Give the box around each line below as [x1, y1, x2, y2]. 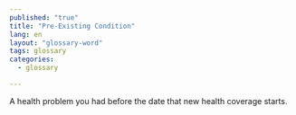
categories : [9, 55, 54, 64]
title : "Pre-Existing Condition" [9, 22, 136, 31]
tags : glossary [9, 47, 67, 56]
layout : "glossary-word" [9, 38, 103, 48]
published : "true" [9, 13, 79, 22]
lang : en [9, 30, 43, 39]
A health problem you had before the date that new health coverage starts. [9, 95, 288, 106]
